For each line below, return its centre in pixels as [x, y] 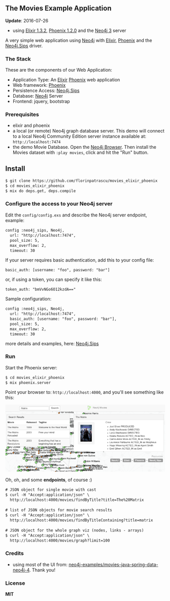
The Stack [18, 59]
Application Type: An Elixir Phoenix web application [66, 80]
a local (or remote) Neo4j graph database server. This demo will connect [89, 131]
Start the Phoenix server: [31, 367]
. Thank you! [43, 570]
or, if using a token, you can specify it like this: [54, 279]
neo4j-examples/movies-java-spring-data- [113, 564]
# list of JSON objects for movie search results [59, 510]
